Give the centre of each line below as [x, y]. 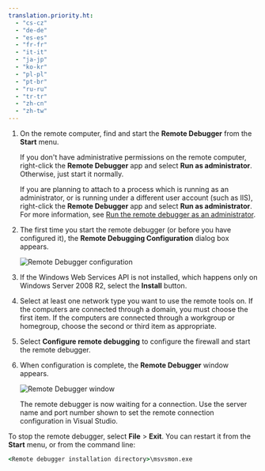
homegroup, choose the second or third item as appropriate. [118, 326]
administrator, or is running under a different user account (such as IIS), [136, 198]
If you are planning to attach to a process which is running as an [124, 189]
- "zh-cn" [31, 104]
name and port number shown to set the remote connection [117, 413]
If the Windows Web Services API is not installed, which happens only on [138, 277]
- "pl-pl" [31, 74]
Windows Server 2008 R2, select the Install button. [103, 286]
